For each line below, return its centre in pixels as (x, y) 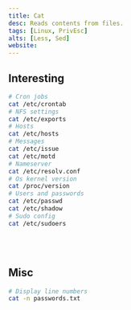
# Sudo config (32, 216)
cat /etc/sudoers (37, 223)
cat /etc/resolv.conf (45, 171)
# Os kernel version (43, 179)
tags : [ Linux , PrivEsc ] (48, 31)
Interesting (36, 78)
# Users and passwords (46, 194)
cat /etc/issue (34, 149)
